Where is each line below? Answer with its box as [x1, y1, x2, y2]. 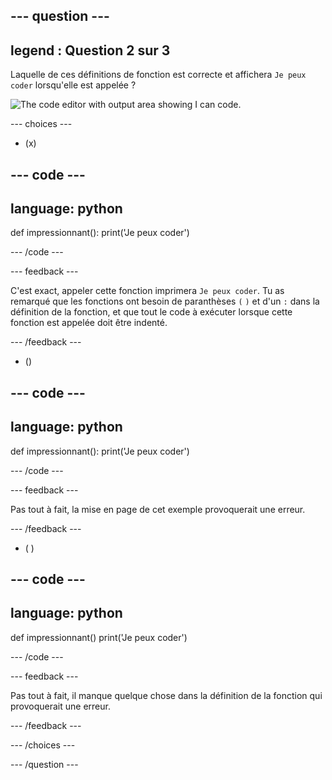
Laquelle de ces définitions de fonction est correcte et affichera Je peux [10, 69, 307, 81]
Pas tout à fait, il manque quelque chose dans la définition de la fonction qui [10, 689, 323, 701]
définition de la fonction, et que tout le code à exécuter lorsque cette [10, 306, 293, 318]
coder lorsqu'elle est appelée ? [10, 79, 137, 91]
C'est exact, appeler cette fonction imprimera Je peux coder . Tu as [10, 285, 285, 297]
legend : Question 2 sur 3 [10, 42, 171, 59]
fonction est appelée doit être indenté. [10, 317, 168, 329]
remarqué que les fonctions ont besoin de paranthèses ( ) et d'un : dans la [10, 295, 320, 308]
